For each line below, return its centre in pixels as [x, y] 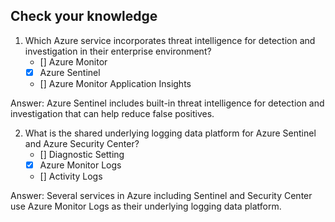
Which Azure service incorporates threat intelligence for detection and [170, 40]
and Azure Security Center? [82, 143]
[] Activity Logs [71, 176]
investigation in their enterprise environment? [118, 51]
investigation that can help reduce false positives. [112, 113]
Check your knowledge [84, 16]
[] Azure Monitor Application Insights [115, 83]
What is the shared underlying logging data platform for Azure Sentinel [170, 133]
